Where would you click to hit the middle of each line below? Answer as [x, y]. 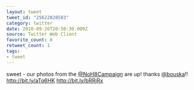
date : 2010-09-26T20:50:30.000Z [47, 29]
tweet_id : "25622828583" [38, 18]
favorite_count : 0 [29, 40]
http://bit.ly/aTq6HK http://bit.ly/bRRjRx [55, 80]
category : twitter [29, 23]
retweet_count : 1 [28, 46]
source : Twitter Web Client [42, 34]
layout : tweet [24, 12]
